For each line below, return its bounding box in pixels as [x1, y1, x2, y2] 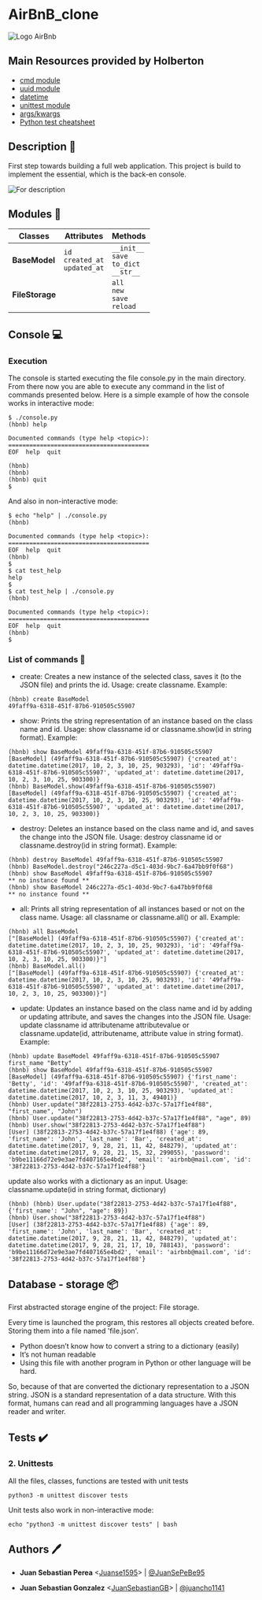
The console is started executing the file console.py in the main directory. [8, 373, 246, 383]
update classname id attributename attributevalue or [19, 1020, 190, 1030]
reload [111, 302, 136, 311]
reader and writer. [8, 1407, 67, 1416]
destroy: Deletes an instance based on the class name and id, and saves [19, 824, 254, 833]
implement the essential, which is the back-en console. [8, 169, 186, 179]
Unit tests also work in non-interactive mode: [8, 1505, 154, 1514]
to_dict [111, 260, 140, 269]
